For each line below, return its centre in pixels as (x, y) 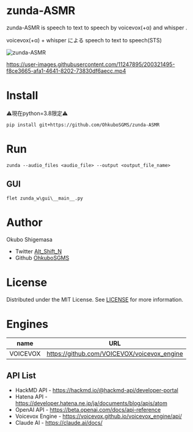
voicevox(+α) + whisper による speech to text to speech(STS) (84, 40)
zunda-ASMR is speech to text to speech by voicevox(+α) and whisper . (97, 28)
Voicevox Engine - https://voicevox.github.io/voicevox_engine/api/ (98, 416)
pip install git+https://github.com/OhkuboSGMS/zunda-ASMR (83, 125)
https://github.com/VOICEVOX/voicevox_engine (115, 354)
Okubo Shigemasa (30, 239)
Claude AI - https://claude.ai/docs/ (59, 423)
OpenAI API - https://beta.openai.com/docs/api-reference (88, 410)
